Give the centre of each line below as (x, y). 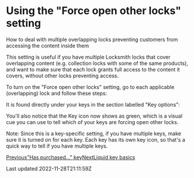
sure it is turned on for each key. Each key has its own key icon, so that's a (96, 139)
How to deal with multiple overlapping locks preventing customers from (92, 39)
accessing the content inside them (48, 46)
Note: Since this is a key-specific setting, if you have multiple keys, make (93, 133)
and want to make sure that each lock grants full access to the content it (93, 69)
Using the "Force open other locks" (93, 11)
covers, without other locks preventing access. (62, 76)
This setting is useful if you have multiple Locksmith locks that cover (88, 57)
